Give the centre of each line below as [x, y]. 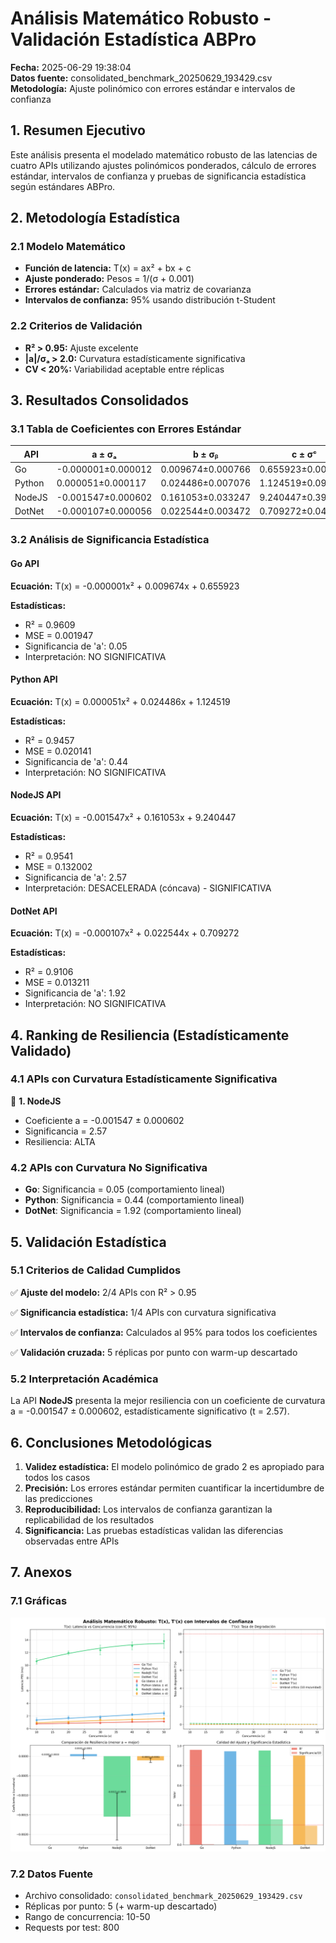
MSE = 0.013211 [57, 983]
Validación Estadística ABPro [133, 39]
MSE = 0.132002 [58, 866]
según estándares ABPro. [63, 186]
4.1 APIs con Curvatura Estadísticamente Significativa [144, 1079]
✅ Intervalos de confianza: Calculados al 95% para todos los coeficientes [164, 1332]
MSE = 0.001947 [59, 635]
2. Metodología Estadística [95, 218]
